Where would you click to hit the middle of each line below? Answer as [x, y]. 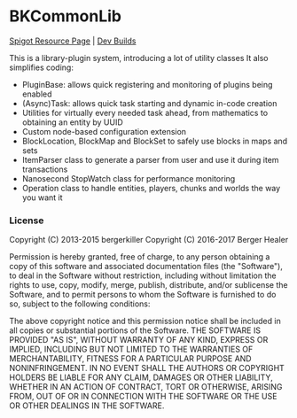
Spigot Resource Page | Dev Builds [73, 41]
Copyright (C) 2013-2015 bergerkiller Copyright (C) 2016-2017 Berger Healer [149, 240]
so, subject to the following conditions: [80, 304]
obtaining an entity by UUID [73, 122]
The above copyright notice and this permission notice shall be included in [145, 321]
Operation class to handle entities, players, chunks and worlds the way [151, 188]
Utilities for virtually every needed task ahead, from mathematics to [145, 112]
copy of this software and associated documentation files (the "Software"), [146, 267]
